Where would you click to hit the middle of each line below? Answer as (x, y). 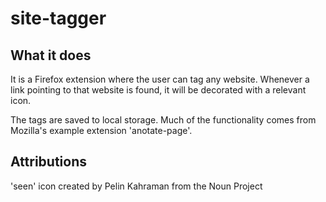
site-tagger (58, 18)
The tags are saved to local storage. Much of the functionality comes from (163, 120)
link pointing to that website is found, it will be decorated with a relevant (158, 90)
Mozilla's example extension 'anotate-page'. (101, 130)
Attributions (49, 162)
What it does (51, 55)
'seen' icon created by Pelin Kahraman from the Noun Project (136, 186)
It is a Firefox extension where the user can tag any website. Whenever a (160, 79)
